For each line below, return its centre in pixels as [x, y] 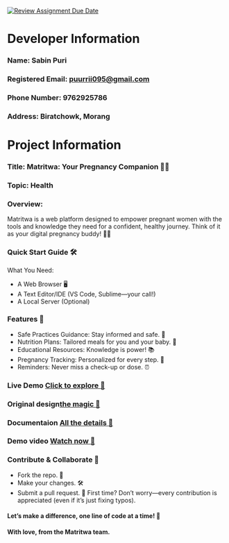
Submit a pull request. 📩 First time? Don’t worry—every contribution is [117, 492]
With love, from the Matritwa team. [59, 532]
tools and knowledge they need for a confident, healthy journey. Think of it [114, 226]
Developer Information [74, 39]
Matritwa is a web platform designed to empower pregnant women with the [114, 219]
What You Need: [31, 270]
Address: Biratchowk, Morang [59, 116]
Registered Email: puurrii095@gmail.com [78, 79]
